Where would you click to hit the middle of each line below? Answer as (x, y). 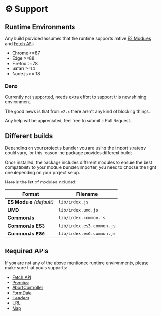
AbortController (28, 287)
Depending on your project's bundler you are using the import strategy (75, 148)
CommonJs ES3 (26, 226)
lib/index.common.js (82, 218)
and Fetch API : (20, 44)
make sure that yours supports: (36, 267)
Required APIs (27, 251)
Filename (87, 194)
